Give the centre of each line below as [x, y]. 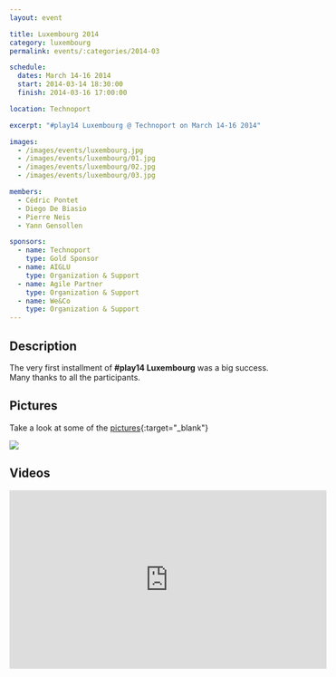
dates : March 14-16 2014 [64, 76]
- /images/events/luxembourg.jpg [81, 150]
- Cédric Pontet [48, 200]
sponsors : [28, 242]
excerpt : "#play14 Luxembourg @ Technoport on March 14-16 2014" [135, 125]
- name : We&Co [44, 301]
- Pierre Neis [44, 217]
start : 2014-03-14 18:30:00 [71, 84]
